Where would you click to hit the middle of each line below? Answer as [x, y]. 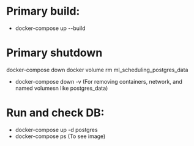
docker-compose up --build [50, 28]
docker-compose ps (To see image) [60, 136]
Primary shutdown [54, 53]
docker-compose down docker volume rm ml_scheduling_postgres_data [97, 70]
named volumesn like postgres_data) [62, 88]
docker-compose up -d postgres [56, 130]
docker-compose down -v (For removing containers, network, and [99, 81]
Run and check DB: [55, 113]
